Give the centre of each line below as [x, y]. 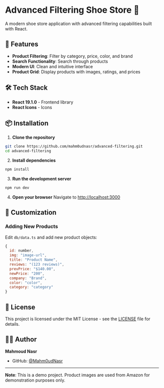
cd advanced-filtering [28, 151]
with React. [16, 28]
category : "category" [31, 287]
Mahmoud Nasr [21, 351]
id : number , [22, 251]
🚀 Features [22, 44]
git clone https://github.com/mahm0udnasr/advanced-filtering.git [74, 147]
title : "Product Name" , [33, 260]
